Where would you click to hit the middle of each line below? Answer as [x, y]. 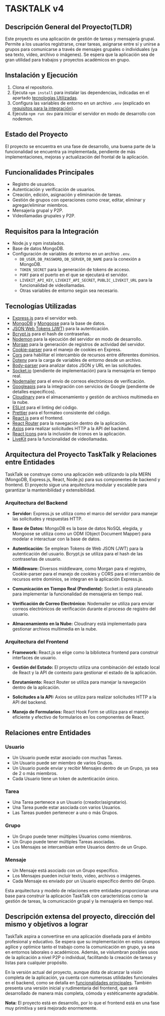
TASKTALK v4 [34, 9]
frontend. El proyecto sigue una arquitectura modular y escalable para [76, 484]
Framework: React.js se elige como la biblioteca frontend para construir [85, 653]
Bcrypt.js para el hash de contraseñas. [51, 334]
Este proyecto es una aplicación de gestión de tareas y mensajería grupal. [80, 39]
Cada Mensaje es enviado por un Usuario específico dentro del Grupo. [84, 881]
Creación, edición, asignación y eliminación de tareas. [67, 195]
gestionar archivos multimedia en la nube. [55, 629]
